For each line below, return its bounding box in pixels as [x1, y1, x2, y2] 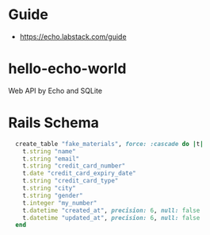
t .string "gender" [22, 191, 83, 199]
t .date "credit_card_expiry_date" [22, 169, 136, 178]
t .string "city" [22, 184, 77, 192]
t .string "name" [22, 147, 77, 156]
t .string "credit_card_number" [22, 162, 126, 170]
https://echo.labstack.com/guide [19, 32, 127, 41]
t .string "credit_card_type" [22, 177, 119, 185]
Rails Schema [8, 114, 99, 132]
